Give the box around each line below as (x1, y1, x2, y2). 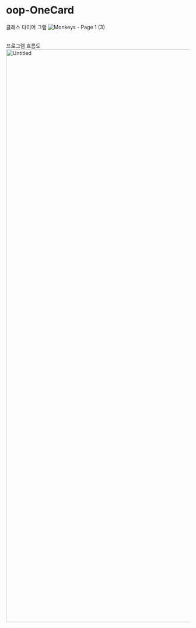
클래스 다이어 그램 (6, 23, 47, 30)
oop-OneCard (6, 4, 75, 17)
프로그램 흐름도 (6, 42, 41, 49)
